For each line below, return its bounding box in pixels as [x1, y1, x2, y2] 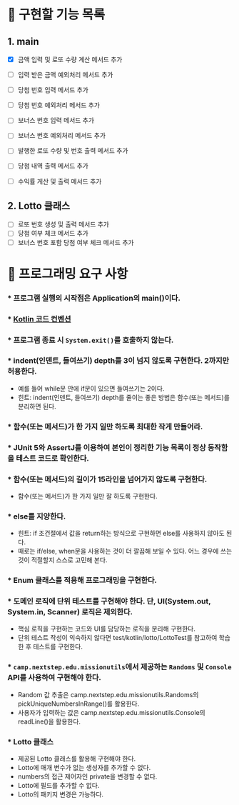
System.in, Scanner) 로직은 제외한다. [7, 607, 133, 617]
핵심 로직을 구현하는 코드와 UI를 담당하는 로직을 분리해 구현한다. [17, 624, 196, 633]
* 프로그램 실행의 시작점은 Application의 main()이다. [7, 293, 180, 303]
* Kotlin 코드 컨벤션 [7, 314, 71, 324]
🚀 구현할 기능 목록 [7, 6, 106, 23]
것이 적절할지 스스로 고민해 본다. [17, 556, 108, 564]
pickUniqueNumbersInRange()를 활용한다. [17, 699, 140, 708]
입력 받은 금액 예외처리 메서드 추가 [17, 71, 113, 79]
